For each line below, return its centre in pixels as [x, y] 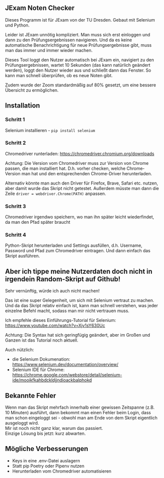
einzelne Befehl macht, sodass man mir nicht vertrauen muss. [67, 311]
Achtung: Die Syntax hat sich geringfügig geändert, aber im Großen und [78, 335]
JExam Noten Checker [40, 8]
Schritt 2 [15, 143]
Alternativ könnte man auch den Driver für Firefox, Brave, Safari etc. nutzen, [82, 183]
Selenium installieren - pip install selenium [50, 130]
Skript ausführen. [23, 256]
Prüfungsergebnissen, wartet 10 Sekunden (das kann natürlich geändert [78, 65]
